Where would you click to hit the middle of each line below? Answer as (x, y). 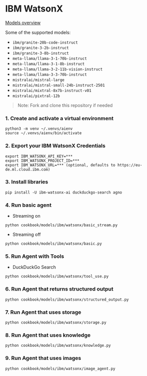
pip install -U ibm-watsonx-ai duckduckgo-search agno (64, 192)
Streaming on (26, 216)
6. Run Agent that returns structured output (59, 289)
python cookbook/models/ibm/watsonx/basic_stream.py (61, 225)
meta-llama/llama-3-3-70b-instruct (50, 74)
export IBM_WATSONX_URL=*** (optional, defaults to (60, 165)
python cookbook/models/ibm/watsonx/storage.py (56, 323)
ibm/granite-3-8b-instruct (41, 53)
